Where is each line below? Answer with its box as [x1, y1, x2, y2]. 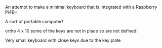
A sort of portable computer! [5, 19, 63, 24]
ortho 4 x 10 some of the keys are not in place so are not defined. [5, 28, 138, 33]
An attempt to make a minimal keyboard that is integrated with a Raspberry [5, 4, 157, 10]
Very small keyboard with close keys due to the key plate [5, 37, 121, 43]
